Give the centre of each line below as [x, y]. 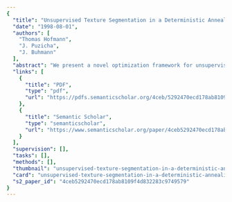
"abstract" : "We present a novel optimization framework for [103, 65]
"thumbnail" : [32, 168]
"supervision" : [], [41, 149]
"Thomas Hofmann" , [45, 40]
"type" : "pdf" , [47, 91]
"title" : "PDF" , [48, 85]
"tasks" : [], [32, 156]
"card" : [24, 175]
